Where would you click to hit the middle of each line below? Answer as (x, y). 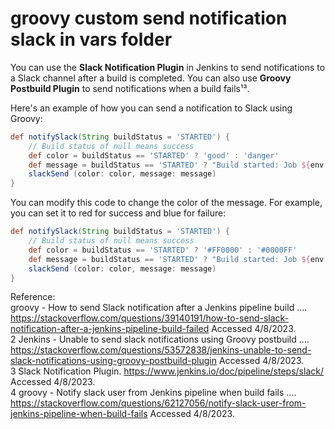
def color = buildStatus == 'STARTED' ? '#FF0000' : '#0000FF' (163, 250)
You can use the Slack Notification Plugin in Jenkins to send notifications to (168, 67)
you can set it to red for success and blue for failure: (118, 213)
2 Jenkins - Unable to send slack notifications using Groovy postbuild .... (160, 339)
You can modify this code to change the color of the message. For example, (166, 203)
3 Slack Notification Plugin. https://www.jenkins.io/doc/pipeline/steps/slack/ (167, 371)
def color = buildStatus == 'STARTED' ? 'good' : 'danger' (154, 155)
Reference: (33, 297)
